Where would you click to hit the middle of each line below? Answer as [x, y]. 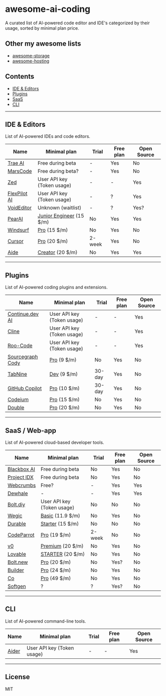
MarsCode [20, 171]
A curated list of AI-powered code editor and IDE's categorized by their [78, 23]
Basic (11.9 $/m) [60, 516]
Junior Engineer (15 [61, 216]
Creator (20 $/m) [58, 252]
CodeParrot [21, 535]
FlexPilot [18, 193]
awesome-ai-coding [48, 9]
